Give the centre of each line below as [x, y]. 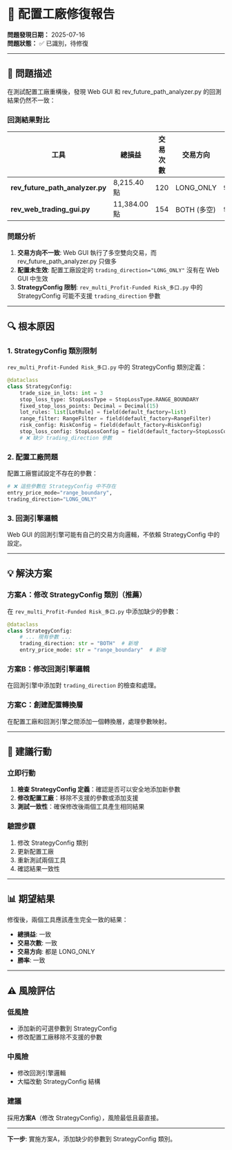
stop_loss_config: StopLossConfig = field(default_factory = [108, 432]
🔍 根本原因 [31, 326]
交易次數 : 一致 [37, 943]
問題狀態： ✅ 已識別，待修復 [48, 43]
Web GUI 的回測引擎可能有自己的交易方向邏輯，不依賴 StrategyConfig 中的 [113, 535]
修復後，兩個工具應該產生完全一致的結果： [68, 920]
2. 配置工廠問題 [33, 457]
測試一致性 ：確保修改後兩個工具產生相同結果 [81, 807]
